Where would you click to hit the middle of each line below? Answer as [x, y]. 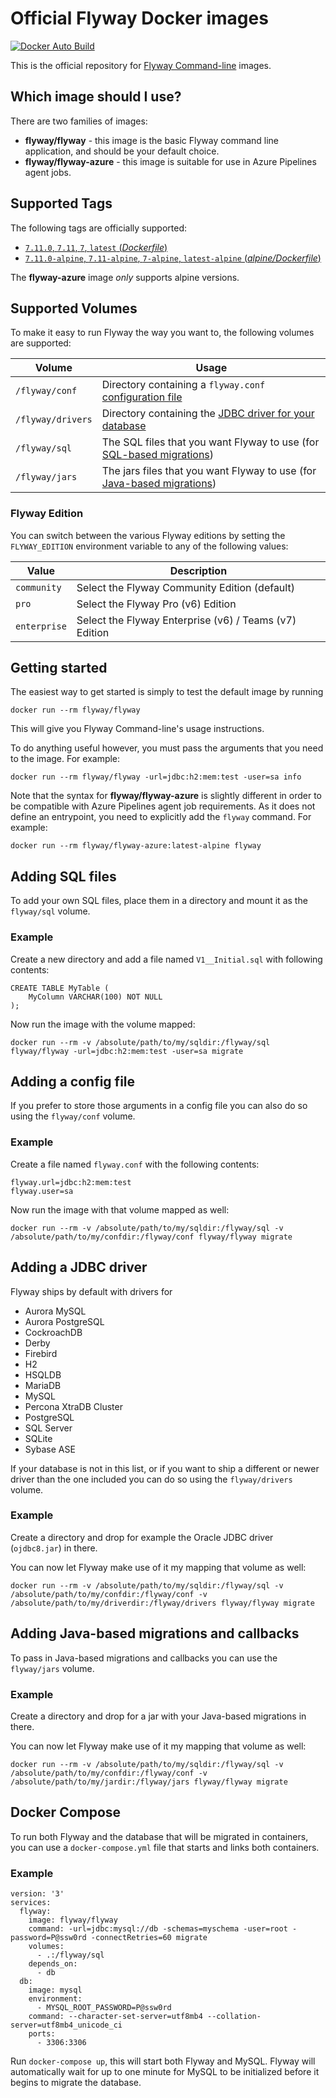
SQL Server [48, 1428]
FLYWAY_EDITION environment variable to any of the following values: [149, 546]
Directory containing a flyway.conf [183, 385]
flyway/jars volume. [52, 1668]
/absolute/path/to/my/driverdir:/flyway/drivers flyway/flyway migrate [162, 1603]
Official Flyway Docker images [139, 18]
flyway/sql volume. [50, 911]
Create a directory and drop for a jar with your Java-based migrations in [158, 1716]
